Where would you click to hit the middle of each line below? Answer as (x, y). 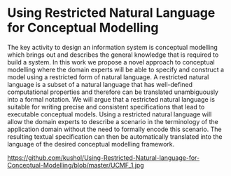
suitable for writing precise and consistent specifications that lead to (106, 107)
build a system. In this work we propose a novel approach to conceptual (111, 62)
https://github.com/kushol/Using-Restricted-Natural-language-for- (104, 157)
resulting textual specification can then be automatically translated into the (115, 136)
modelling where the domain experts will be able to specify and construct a (116, 69)
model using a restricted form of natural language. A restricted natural (108, 77)
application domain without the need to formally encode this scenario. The (114, 129)
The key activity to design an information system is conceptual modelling (113, 47)
